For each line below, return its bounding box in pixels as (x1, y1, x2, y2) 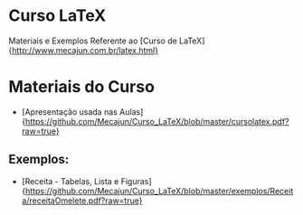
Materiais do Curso (8, 77, 156, 98)
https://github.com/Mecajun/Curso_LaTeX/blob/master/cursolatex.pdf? (24, 116, 290, 126)
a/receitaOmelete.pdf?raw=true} (21, 195, 143, 206)
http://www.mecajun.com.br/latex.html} (11, 44, 159, 55)
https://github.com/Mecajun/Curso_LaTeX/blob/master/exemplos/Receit (24, 185, 294, 196)
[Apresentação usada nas (21, 106, 118, 117)
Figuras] (120, 175, 152, 186)
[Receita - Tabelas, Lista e (21, 175, 119, 186)
